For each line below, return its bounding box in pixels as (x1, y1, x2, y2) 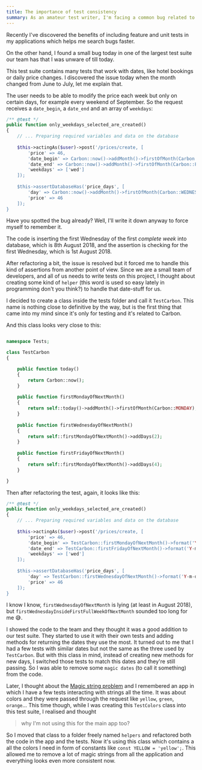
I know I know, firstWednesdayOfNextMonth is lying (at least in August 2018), (6, 602, 192, 609)
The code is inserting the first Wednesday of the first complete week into (6, 235, 187, 242)
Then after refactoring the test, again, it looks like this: (6, 489, 140, 496)
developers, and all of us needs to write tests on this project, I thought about (6, 272, 195, 280)
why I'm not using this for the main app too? (20, 720, 130, 727)
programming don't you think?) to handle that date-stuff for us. (6, 285, 162, 293)
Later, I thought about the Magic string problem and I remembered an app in (6, 682, 194, 690)
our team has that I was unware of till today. (6, 56, 115, 63)
